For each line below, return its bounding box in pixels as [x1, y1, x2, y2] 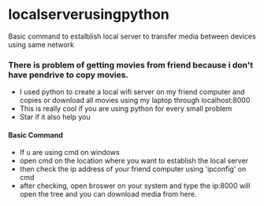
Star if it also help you [19, 112, 91, 122]
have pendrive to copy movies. [8, 69, 128, 80]
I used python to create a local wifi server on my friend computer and [19, 87, 245, 97]
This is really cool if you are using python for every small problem [19, 104, 232, 113]
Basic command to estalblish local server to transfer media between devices [8, 31, 256, 41]
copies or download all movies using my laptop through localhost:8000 [19, 96, 251, 105]
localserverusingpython [8, 6, 169, 24]
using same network [8, 39, 75, 49]
